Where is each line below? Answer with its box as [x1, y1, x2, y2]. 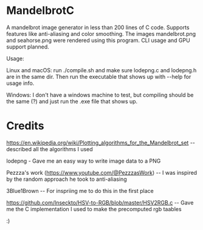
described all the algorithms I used [6, 145, 93, 152]
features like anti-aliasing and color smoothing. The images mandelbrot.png [6, 30, 196, 37]
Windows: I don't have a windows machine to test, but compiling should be [6, 91, 194, 98]
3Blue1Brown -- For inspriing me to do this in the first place [6, 187, 154, 194]
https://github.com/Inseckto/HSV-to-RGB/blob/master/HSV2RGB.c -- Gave [6, 198, 194, 206]
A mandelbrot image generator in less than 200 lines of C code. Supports [6, 24, 190, 31]
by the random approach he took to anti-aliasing [6, 175, 127, 183]
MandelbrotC [6, 4, 75, 18]
